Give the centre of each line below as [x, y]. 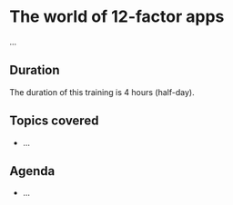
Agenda [32, 171]
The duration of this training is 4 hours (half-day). [102, 92]
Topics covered [54, 121]
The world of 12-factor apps [117, 17]
